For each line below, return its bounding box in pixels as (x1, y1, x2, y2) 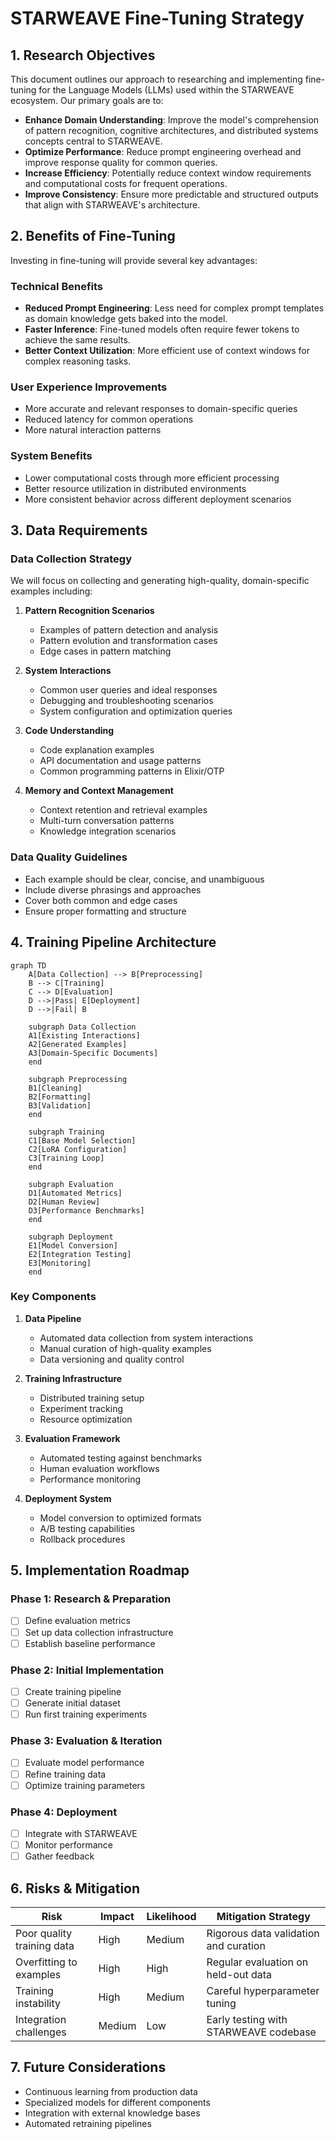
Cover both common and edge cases (24, 894, 178, 906)
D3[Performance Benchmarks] (28, 1205, 145, 1216)
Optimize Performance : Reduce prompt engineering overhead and (24, 146, 302, 157)
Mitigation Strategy (216, 1909, 311, 1923)
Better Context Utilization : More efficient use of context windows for (24, 345, 310, 357)
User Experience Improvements (10, 380, 168, 394)
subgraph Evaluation (28, 1179, 114, 1189)
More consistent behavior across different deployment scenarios (24, 493, 292, 505)
